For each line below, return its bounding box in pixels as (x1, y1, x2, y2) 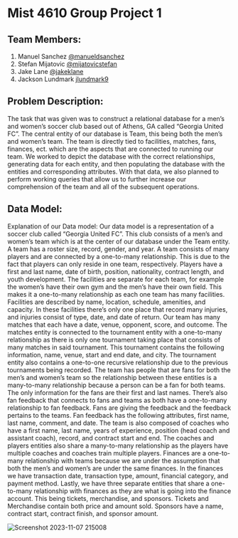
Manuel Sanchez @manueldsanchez (17, 52, 125, 60)
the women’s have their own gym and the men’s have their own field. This (7, 283, 222, 291)
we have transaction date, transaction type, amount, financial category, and (7, 471, 229, 480)
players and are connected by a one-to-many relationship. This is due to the (7, 252, 230, 260)
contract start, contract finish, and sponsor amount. (7, 509, 158, 517)
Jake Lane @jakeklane (17, 68, 84, 75)
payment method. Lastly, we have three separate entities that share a (7, 479, 210, 487)
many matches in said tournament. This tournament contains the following (7, 343, 225, 352)
